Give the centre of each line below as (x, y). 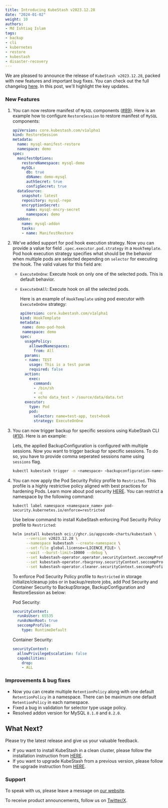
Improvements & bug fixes (38, 681)
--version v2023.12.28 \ (52, 539)
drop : (28, 663)
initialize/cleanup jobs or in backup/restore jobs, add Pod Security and (85, 582)
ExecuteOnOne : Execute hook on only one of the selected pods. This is (91, 274)
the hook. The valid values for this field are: (57, 264)
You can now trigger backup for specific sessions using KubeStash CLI (86, 430)
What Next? (24, 728)
